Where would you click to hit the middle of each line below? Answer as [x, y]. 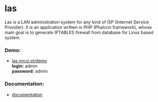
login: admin [25, 66]
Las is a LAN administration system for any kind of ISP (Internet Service [77, 22]
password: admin [30, 71]
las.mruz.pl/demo [29, 61]
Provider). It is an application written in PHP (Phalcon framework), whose [78, 27]
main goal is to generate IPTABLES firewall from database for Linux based [79, 32]
